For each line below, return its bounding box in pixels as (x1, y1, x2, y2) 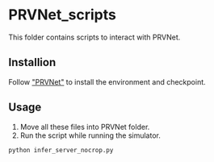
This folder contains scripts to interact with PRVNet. (8, 32, 181, 42)
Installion (8, 56, 57, 69)
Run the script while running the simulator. (19, 131, 162, 140)
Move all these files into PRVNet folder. (19, 122, 150, 131)
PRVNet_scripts (8, 6, 117, 24)
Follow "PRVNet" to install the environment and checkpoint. (8, 77, 206, 86)
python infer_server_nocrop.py (8, 146, 114, 154)
